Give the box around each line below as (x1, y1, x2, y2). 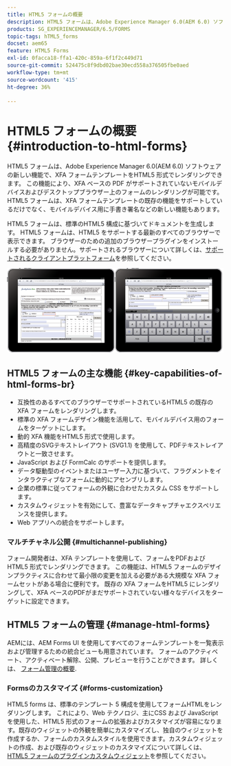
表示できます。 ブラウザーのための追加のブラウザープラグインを (7, 237, 189, 245)
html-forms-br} (7, 379, 76, 391)
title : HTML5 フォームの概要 (7, 11, 83, 18)
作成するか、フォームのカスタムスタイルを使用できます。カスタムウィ (7, 734, 205, 743)
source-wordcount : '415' (7, 76, 78, 83)
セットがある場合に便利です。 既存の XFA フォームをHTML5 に (19, 580, 196, 588)
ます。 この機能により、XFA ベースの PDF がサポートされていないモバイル (7, 179, 217, 188)
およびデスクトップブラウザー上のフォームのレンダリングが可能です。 (25, 188, 223, 196)
